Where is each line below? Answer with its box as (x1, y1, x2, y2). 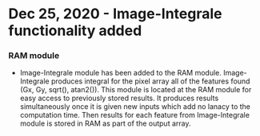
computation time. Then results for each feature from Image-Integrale (19, 111, 250, 120)
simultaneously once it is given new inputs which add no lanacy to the (19, 102, 250, 111)
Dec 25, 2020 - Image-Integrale (8, 5, 222, 23)
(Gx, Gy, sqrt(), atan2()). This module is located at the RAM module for (19, 85, 252, 95)
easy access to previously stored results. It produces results (19, 93, 219, 103)
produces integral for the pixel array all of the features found (50, 76, 250, 86)
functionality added (8, 21, 142, 40)
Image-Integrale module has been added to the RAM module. (19, 68, 222, 78)
